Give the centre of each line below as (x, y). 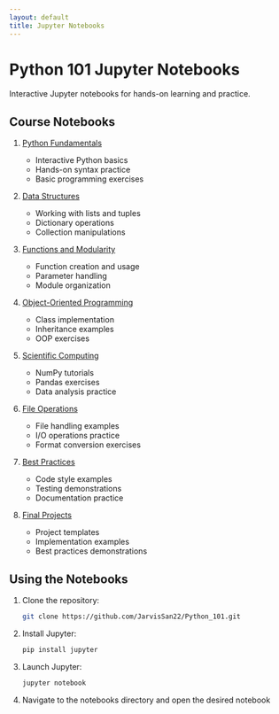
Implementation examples (82, 542)
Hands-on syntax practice (83, 170)
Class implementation (75, 320)
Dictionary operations (75, 223)
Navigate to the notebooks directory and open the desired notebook (146, 700)
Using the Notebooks (69, 579)
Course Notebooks (62, 122)
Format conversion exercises (88, 445)
